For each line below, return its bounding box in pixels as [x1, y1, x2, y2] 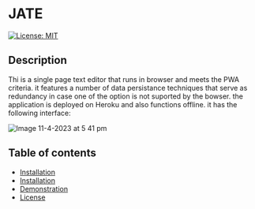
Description [8, 54, 67, 67]
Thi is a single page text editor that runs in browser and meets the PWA [8, 74, 239, 84]
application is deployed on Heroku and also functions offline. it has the [8, 99, 238, 109]
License [19, 192, 46, 202]
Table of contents [8, 147, 96, 160]
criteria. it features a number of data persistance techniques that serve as [8, 83, 248, 92]
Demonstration [19, 184, 69, 193]
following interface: [8, 108, 71, 118]
